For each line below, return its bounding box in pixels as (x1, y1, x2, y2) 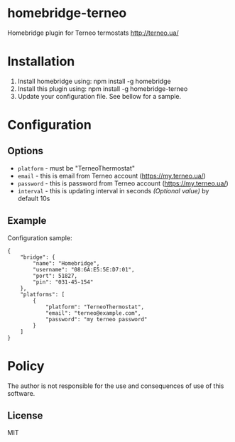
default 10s (17, 194, 50, 203)
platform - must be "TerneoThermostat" (17, 163, 135, 172)
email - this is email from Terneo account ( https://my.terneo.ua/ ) (17, 171, 206, 180)
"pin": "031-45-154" (33, 279, 94, 286)
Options (7, 145, 44, 157)
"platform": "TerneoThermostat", (45, 303, 144, 311)
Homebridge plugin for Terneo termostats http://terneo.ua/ (7, 28, 179, 37)
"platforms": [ (20, 291, 65, 298)
